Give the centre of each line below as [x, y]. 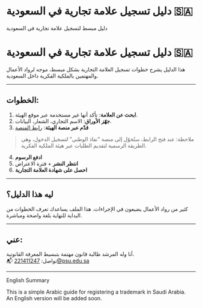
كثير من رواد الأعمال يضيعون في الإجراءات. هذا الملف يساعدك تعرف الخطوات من [97, 209]
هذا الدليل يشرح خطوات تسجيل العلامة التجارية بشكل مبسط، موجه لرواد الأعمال [96, 69]
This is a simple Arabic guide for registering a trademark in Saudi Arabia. [96, 292]
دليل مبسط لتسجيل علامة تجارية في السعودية [57, 28]
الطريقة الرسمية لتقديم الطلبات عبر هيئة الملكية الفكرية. [84, 145]
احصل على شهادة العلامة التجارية [51, 170]
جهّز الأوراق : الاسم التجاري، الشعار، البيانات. [63, 121]
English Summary [28, 280]
